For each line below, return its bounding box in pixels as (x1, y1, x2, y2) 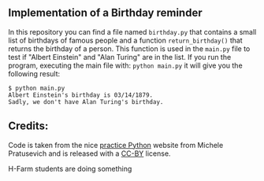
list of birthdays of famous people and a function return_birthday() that (8, 35, 243, 45)
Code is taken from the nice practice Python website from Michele (8, 140, 224, 150)
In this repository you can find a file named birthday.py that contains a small (8, 27, 257, 36)
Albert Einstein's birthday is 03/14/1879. (8, 90, 154, 99)
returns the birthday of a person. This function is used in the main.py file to (8, 43, 251, 54)
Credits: (8, 120, 49, 133)
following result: (8, 68, 61, 78)
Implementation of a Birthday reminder (8, 6, 203, 20)
